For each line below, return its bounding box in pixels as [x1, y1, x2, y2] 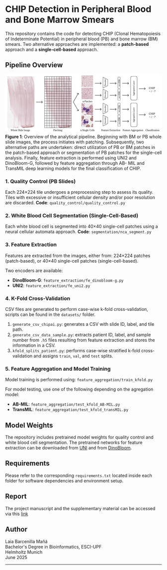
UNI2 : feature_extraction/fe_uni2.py [12, 283, 90, 288]
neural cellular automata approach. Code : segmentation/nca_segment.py [5, 229, 152, 235]
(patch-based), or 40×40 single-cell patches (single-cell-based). [5, 258, 139, 264]
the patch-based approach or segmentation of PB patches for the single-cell [5, 149, 162, 155]
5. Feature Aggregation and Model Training [5, 365, 111, 372]
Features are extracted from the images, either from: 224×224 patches [5, 253, 151, 259]
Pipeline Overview [5, 61, 63, 69]
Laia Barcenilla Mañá [5, 538, 48, 544]
